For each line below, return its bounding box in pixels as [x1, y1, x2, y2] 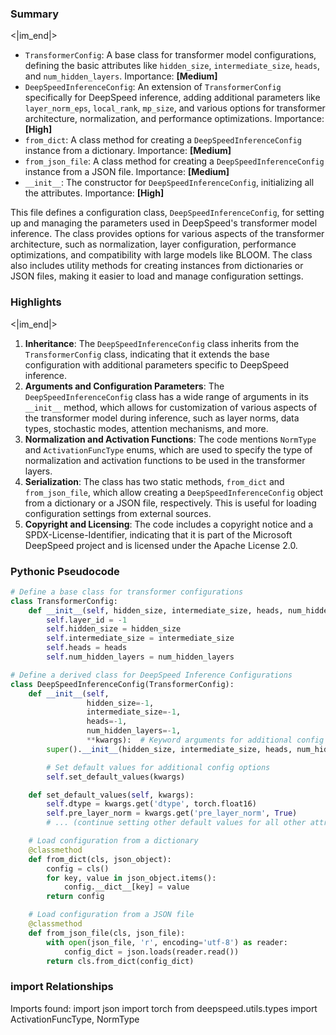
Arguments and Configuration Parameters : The [24, 380, 225, 392]
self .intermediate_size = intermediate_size [46, 633, 235, 644]
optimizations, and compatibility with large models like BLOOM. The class [10, 249, 313, 261]
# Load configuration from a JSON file [28, 910, 195, 920]
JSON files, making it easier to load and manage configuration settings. [10, 270, 304, 282]
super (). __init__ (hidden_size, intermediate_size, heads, [46, 744, 293, 754]
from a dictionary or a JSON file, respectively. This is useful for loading [24, 497, 317, 509]
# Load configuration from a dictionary [28, 836, 199, 846]
